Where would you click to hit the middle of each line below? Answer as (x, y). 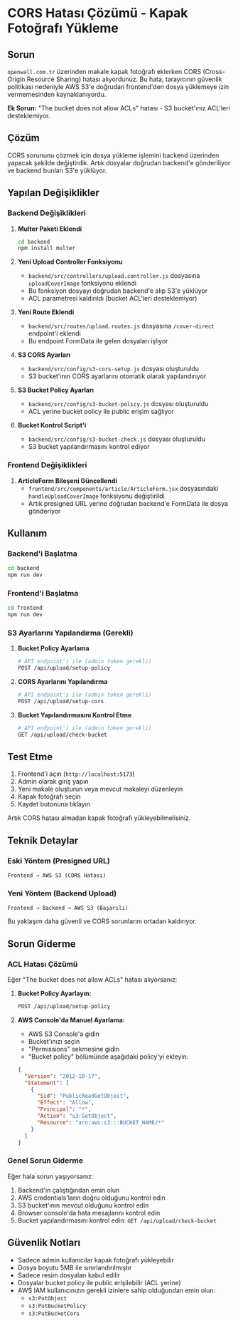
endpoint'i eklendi (54, 333)
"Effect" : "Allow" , (65, 1103)
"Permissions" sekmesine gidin (74, 1049)
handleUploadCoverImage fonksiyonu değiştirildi (96, 496)
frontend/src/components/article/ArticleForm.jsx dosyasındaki (123, 488)
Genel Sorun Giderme (45, 1161)
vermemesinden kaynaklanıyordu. (57, 94)
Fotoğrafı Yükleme (63, 28)
